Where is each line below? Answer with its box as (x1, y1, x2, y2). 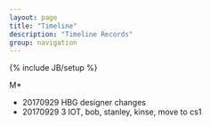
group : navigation (9, 38, 77, 47)
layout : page (9, 13, 58, 22)
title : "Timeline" (9, 21, 77, 30)
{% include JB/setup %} (9, 63, 98, 73)
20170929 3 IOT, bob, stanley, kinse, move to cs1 (21, 106, 202, 117)
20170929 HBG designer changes (21, 97, 147, 108)
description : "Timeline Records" (9, 29, 133, 38)
